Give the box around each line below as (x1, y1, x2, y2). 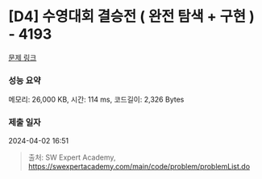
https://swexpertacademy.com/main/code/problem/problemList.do (27, 161, 251, 171)
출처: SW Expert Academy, (27, 152, 116, 162)
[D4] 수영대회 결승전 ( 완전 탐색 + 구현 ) (8, 7, 256, 26)
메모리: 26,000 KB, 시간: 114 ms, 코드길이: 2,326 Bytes (8, 94, 185, 105)
